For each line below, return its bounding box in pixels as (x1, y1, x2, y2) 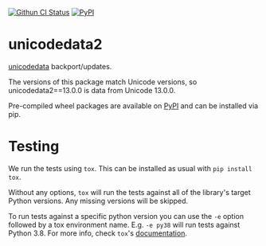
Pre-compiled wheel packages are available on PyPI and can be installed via (8, 100, 259, 111)
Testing (8, 138, 60, 155)
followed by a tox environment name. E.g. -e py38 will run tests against (8, 220, 241, 229)
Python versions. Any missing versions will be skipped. (8, 196, 189, 205)
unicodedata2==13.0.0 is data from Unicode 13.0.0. (8, 85, 176, 95)
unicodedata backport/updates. (8, 61, 112, 71)
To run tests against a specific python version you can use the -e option (8, 211, 244, 221)
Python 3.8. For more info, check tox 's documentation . (8, 228, 187, 238)
